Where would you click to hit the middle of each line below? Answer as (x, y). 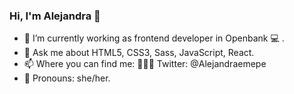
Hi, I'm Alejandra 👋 (55, 16)
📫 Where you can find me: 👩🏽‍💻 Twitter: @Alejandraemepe (145, 64)
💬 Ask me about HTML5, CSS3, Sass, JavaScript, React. (139, 53)
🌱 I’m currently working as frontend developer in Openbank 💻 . (154, 38)
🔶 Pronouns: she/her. (67, 78)
